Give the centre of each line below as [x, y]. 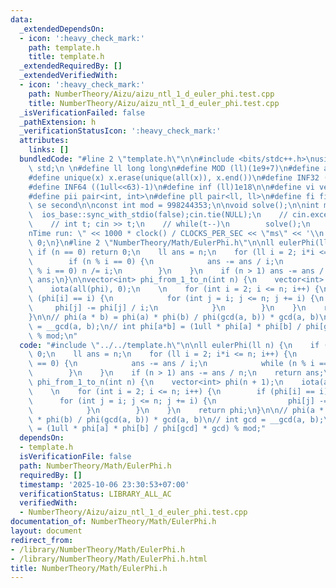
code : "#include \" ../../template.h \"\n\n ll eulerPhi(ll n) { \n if [169, 345]
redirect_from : [42, 540]
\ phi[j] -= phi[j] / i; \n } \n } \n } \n [167, 308]
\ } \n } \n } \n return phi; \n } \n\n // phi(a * [176, 410]
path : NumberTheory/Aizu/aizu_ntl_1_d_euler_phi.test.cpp [151, 94]
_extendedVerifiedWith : [68, 76]
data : [21, 19]
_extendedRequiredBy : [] [71, 66]
